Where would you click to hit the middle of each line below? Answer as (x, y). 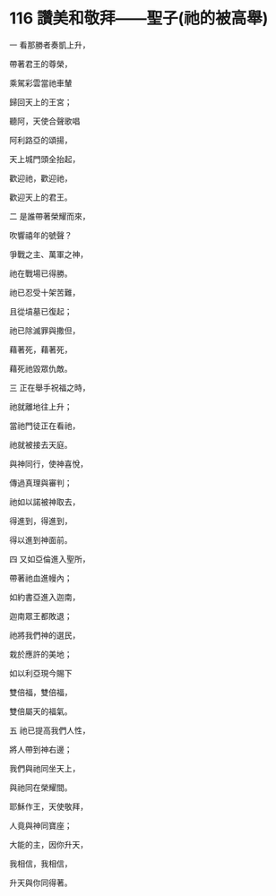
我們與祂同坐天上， (45, 768)
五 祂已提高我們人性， (50, 730)
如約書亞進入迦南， (45, 597)
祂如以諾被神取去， (45, 502)
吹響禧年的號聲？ (41, 235)
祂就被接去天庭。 (41, 444)
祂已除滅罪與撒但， (45, 330)
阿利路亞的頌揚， (41, 140)
